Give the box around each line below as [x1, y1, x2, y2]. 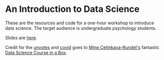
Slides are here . [5, 35, 37, 41]
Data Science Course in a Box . [5, 50, 68, 56]
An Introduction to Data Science [5, 3, 140, 15]
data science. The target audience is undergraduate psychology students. [5, 25, 157, 31]
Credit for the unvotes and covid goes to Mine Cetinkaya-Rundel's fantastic [5, 44, 160, 50]
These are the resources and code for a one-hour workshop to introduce [5, 20, 154, 26]
